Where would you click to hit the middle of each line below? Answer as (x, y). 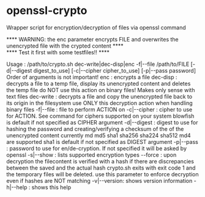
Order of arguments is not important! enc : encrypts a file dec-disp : (92, 77)
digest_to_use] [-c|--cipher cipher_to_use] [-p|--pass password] (115, 70)
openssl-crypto (47, 11)
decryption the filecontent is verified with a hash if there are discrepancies (100, 161)
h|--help (17, 187)
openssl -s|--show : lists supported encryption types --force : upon (91, 155)
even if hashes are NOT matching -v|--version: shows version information (99, 181)
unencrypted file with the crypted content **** (65, 46)
